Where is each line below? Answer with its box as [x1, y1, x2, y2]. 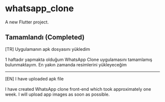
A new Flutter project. [5, 19, 49, 25]
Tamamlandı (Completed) [5, 33, 85, 41]
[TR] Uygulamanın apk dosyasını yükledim [5, 46, 90, 52]
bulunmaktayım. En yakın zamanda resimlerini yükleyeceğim [5, 61, 127, 67]
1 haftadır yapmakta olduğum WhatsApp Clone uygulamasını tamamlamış [5, 57, 152, 62]
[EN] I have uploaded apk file [5, 76, 64, 82]
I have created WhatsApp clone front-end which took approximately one [5, 86, 151, 92]
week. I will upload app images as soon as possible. [5, 91, 110, 97]
